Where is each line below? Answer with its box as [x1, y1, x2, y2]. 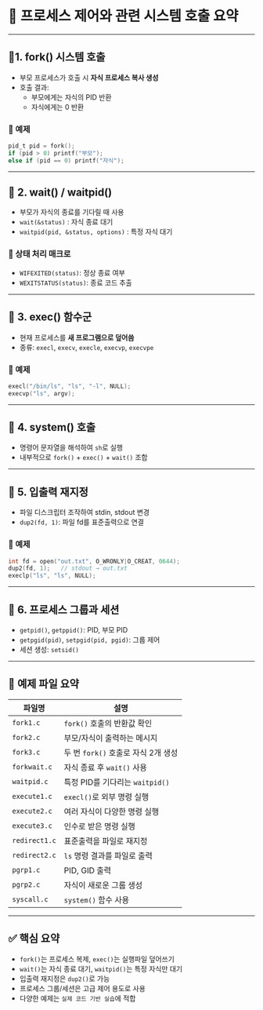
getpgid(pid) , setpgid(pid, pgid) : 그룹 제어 [19, 635, 160, 644]
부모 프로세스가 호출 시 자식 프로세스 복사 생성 [19, 72, 159, 82]
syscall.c [12, 895, 49, 903]
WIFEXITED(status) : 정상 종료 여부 [19, 268, 125, 277]
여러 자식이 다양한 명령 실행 [63, 806, 159, 817]
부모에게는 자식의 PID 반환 [31, 92, 112, 102]
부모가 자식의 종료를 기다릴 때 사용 [19, 207, 124, 217]
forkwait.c [12, 762, 52, 771]
